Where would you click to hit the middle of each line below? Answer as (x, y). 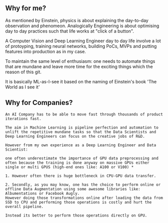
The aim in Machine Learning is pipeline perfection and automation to (82, 128)
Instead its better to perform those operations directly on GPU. (76, 215)
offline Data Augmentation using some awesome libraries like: (73, 189)
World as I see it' (23, 87)
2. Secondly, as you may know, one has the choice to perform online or (83, 185)
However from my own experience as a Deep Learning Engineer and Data (81, 145)
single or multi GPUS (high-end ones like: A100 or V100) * (70, 167)
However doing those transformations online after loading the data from (84, 198)
